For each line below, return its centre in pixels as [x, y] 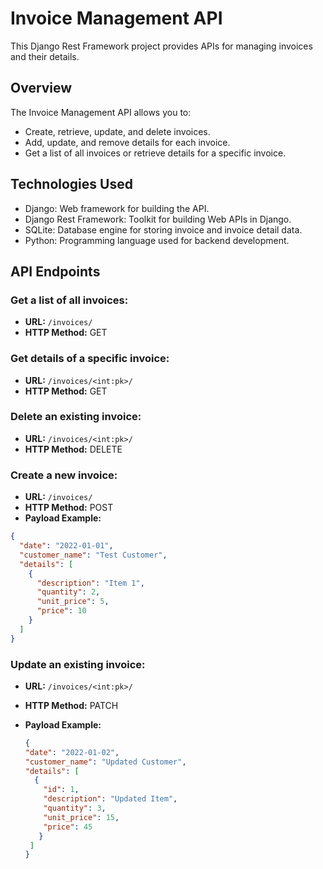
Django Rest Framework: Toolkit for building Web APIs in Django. [158, 219]
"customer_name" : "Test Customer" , [93, 555]
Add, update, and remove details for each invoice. [127, 142]
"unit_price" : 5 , [73, 602]
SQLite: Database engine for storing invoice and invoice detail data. [163, 229]
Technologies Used [71, 184]
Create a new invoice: [64, 475]
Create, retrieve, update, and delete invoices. [117, 131]
